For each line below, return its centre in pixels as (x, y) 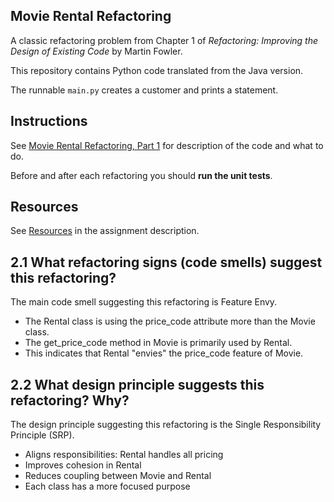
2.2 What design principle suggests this (137, 384)
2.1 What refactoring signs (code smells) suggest (166, 262)
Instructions (49, 121)
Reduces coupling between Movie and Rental (118, 476)
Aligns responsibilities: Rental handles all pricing (124, 455)
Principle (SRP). (42, 435)
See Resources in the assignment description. (105, 231)
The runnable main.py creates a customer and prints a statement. (144, 90)
